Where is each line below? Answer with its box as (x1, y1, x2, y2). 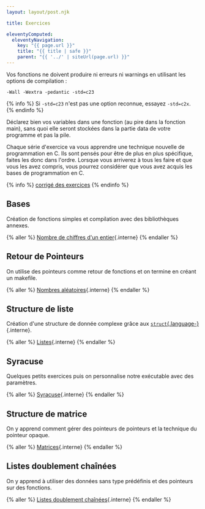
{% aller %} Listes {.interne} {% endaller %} (6, 339, 116, 346)
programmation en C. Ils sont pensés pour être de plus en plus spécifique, (6, 150, 193, 157)
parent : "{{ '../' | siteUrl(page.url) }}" (17, 54, 130, 60)
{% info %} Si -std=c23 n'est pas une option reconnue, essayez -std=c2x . (6, 99, 191, 107)
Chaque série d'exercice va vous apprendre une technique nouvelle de (6, 143, 185, 150)
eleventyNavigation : (12, 37, 64, 43)
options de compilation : (6, 77, 67, 85)
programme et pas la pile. (6, 131, 71, 139)
